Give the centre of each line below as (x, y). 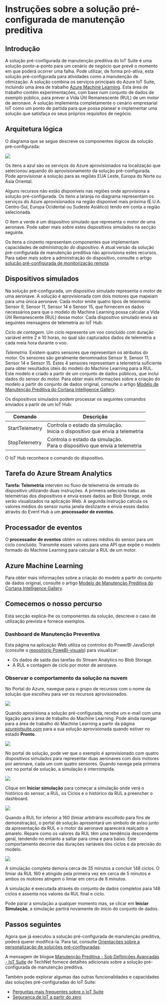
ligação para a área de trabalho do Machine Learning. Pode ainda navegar (81, 718)
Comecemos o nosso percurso (54, 604)
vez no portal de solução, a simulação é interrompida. (60, 769)
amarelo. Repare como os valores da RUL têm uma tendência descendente (82, 834)
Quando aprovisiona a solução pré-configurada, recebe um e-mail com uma (83, 713)
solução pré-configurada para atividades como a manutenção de (72, 76)
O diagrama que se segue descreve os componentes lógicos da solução (79, 141)
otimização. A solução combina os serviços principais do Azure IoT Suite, (80, 82)
